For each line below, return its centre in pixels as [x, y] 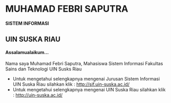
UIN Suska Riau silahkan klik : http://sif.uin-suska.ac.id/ [71, 84]
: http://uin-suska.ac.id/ [37, 95]
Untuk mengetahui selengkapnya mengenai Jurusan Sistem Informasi [86, 79]
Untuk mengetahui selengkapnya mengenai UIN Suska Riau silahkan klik [89, 90]
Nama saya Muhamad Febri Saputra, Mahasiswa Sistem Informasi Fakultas [84, 64]
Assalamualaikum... [27, 52]
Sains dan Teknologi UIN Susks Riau [44, 69]
